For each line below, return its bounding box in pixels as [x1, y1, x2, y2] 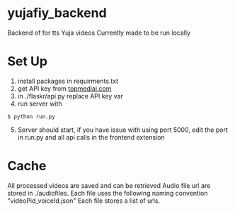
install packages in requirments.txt [17, 77, 119, 85]
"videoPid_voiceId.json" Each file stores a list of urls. [7, 196, 161, 205]
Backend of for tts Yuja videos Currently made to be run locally [7, 28, 191, 37]
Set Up [7, 53, 48, 69]
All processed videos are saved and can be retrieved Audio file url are [7, 181, 211, 189]
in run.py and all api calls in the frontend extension [17, 133, 165, 141]
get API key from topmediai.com [17, 84, 112, 93]
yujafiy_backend [7, 5, 108, 21]
